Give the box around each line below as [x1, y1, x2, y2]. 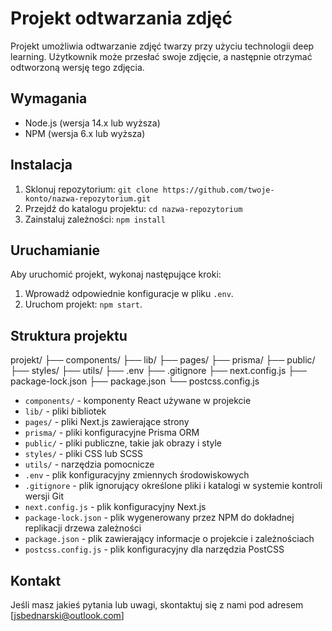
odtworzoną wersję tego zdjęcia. [10, 61, 145, 73]
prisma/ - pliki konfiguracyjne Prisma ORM [24, 427, 200, 439]
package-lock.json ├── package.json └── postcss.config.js [10, 375, 260, 387]
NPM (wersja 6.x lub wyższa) [24, 127, 146, 139]
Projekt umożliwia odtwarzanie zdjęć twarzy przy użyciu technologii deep [10, 40, 315, 52]
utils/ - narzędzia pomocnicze [24, 458, 155, 471]
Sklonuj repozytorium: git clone [24, 183, 159, 195]
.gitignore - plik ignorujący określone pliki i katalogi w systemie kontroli [24, 480, 323, 492]
